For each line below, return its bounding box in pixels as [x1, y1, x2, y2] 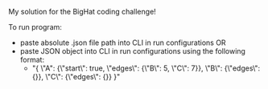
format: [19, 55, 45, 64]
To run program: [8, 22, 63, 31]
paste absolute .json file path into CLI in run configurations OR [19, 38, 227, 47]
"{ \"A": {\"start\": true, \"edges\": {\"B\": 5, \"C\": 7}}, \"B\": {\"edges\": [31, 63, 261, 73]
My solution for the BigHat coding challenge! [8, 7, 157, 16]
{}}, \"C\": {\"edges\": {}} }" [31, 72, 121, 81]
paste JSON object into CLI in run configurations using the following [19, 47, 245, 55]
